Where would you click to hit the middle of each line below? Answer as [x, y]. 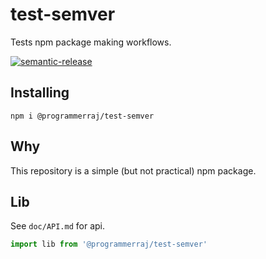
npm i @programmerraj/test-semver [82, 116]
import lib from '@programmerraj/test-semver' [109, 244]
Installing [40, 93]
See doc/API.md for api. [58, 226]
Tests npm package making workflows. [91, 42]
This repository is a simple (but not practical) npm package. [133, 170]
